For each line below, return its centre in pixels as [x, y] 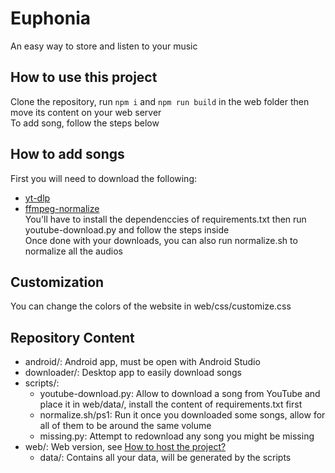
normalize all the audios [73, 251]
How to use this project [84, 77]
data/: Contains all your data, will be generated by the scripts [165, 458]
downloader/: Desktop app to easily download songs [133, 373]
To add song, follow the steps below [85, 123]
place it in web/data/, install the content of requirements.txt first [171, 404]
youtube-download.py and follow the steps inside [127, 229]
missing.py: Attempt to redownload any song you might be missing [177, 436]
